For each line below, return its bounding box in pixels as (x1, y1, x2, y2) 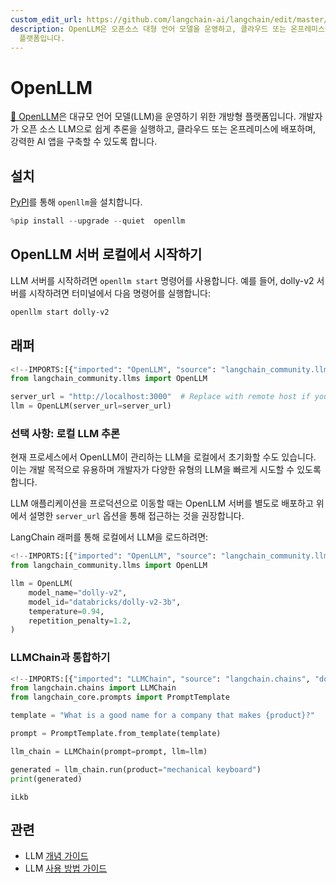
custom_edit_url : (10, 14, 83, 25)
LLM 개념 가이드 (24, 850, 89, 862)
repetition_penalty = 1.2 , (28, 616, 132, 626)
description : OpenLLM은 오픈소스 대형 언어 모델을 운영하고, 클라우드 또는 (10, 24, 287, 34)
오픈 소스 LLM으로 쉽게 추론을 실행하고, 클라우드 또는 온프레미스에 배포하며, (20, 123, 317, 135)
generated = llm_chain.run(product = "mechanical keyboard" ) (10, 764, 262, 775)
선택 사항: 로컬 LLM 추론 (10, 426, 121, 440)
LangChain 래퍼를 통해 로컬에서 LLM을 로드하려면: (10, 531, 209, 543)
